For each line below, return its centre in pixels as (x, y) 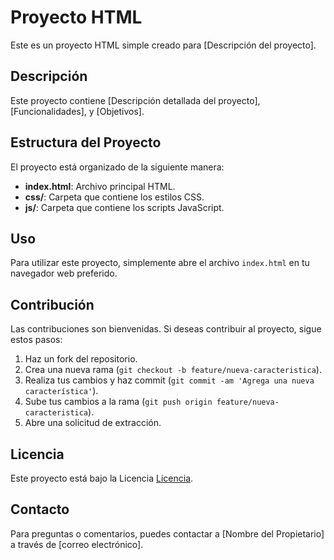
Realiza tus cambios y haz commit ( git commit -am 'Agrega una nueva (169, 380)
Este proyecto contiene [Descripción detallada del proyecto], (135, 100)
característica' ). (61, 391)
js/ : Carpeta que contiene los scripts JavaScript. (124, 207)
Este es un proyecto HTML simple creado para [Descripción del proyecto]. (163, 45)
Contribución (52, 304)
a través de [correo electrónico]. (77, 544)
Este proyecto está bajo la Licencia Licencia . (102, 478)
